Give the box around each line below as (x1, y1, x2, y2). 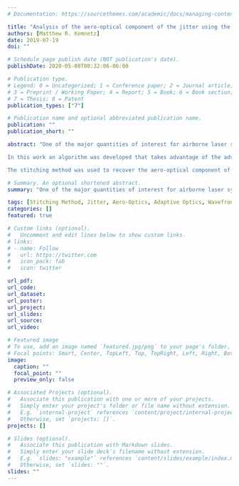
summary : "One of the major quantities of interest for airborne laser (7, 186, 224, 193)
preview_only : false (14, 376, 75, 384)
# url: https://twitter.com (7, 251, 97, 258)
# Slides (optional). (7, 435, 72, 442)
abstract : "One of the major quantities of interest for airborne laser (7, 141, 228, 148)
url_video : (7, 324, 40, 331)
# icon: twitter (7, 265, 62, 272)
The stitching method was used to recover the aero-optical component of (7, 167, 231, 174)
